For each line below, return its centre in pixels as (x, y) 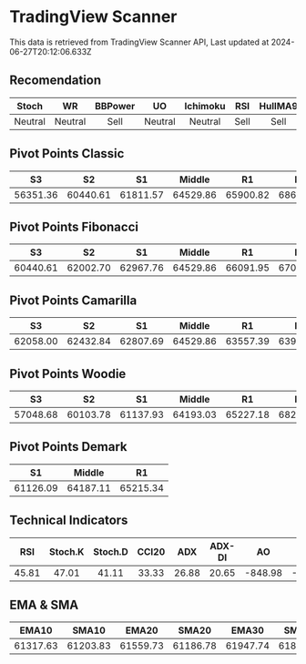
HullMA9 (279, 106)
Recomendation (56, 81)
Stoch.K (66, 551)
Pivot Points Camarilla (73, 300)
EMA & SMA (44, 605)
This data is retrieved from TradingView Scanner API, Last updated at (139, 42)
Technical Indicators (69, 521)
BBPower (115, 106)
